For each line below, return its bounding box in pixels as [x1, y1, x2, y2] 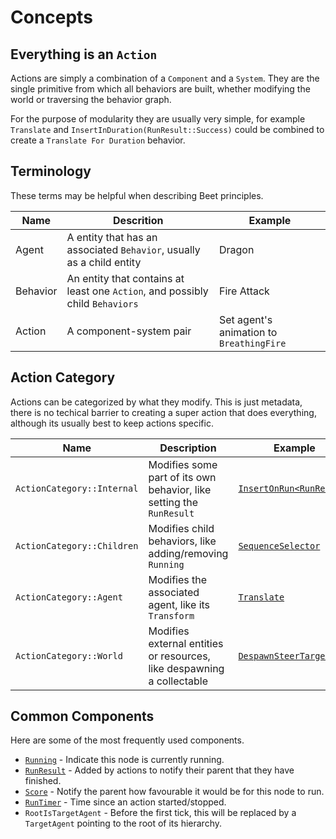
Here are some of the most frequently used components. [10, 734, 245, 746]
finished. [24, 775, 62, 787]
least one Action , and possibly [66, 284, 209, 298]
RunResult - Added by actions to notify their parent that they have [24, 764, 295, 776]
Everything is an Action [10, 46, 158, 63]
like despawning [148, 661, 225, 675]
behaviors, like [148, 534, 217, 548]
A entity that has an [66, 230, 158, 244]
